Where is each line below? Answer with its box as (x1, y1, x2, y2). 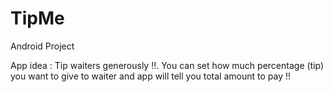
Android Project (10, 40, 75, 52)
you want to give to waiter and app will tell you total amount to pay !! (10, 70, 291, 82)
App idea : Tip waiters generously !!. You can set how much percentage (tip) (10, 59, 325, 71)
